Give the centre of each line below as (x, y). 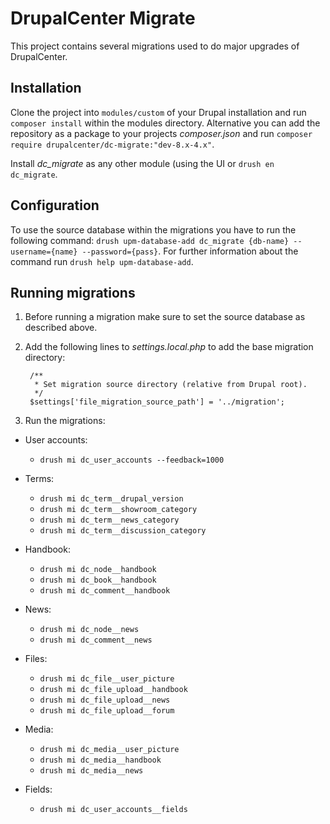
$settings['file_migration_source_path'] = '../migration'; (157, 402)
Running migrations (73, 292)
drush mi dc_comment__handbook (105, 591)
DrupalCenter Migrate (103, 18)
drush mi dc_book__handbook (98, 580)
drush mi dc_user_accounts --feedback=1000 (132, 460)
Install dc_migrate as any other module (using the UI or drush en (142, 163)
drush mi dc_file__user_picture (107, 679)
